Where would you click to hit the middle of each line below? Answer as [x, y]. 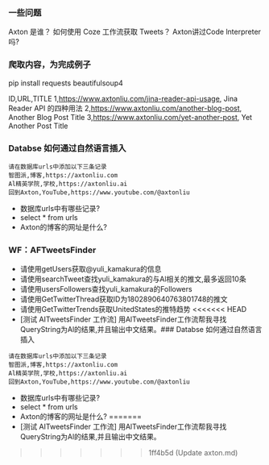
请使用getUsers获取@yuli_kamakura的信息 [91, 269]
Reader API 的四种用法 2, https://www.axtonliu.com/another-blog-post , [125, 108]
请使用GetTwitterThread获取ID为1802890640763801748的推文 [124, 299]
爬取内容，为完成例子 [50, 64]
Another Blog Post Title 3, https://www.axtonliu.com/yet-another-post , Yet [130, 117]
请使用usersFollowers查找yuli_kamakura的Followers [106, 289]
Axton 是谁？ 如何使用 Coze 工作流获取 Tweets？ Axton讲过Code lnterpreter [135, 32]
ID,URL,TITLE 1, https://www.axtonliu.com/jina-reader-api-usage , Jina [123, 98]
